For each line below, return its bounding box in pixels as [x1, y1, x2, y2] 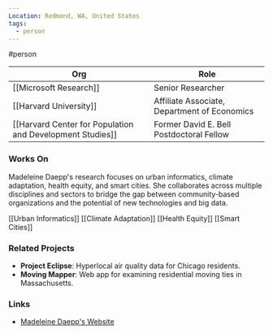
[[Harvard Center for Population [12, 119, 134, 130]
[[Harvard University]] [12, 101, 97, 112]
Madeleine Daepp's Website [19, 317, 115, 327]
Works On [8, 154, 49, 165]
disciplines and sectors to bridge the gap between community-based [8, 189, 240, 199]
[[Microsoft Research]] [12, 82, 100, 93]
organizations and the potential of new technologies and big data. [8, 197, 228, 207]
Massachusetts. [19, 278, 74, 288]
